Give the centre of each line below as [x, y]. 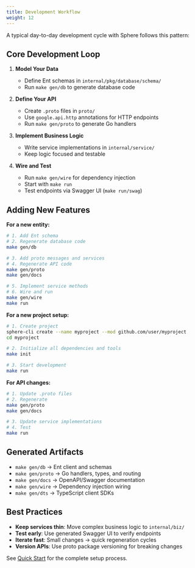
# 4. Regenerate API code [39, 264]
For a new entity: [28, 225]
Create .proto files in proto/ [60, 111]
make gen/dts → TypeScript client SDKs [65, 493]
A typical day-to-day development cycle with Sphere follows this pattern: [98, 35]
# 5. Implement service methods [47, 286]
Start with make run [48, 184]
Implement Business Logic [49, 136]
